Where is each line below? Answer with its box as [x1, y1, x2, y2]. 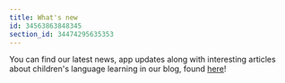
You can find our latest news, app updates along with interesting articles [9, 54, 276, 65]
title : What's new [9, 12, 78, 22]
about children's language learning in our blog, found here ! [9, 63, 227, 74]
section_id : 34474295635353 [9, 29, 115, 38]
